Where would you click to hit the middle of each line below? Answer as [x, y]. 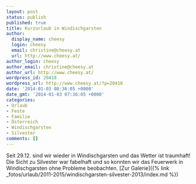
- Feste [16, 111]
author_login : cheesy [33, 61]
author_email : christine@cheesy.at [50, 67]
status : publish [26, 17]
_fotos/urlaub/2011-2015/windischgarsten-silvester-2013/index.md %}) [92, 174]
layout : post [22, 12]
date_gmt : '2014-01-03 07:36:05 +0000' [55, 94]
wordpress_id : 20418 [32, 78]
